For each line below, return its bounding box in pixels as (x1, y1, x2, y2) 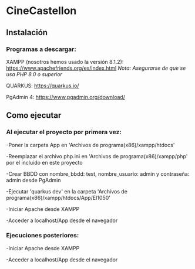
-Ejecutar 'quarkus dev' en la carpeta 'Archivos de (6, 188, 128, 195)
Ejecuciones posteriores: (6, 231, 79, 240)
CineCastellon (6, 4, 77, 18)
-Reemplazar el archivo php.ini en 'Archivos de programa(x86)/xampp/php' (6, 152, 188, 159)
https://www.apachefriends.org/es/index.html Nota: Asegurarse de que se (6, 64, 186, 71)
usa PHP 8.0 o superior (6, 70, 63, 77)
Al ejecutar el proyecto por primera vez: (6, 128, 122, 136)
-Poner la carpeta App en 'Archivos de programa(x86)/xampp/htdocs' (6, 141, 175, 148)
